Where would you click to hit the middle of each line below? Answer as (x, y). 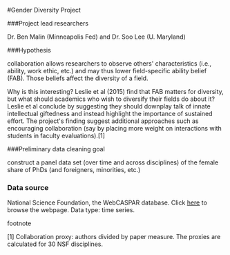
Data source (28, 187)
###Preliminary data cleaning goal (56, 149)
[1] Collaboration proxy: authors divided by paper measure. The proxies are (114, 237)
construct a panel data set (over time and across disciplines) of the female (113, 162)
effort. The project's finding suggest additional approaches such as (103, 121)
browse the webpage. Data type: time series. (71, 210)
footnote (19, 223)
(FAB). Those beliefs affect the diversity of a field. (78, 78)
